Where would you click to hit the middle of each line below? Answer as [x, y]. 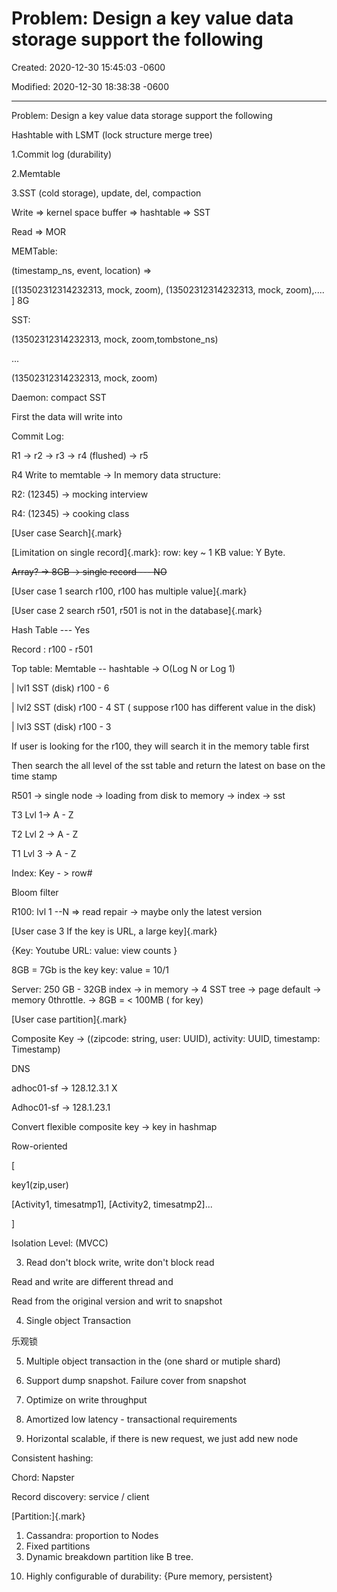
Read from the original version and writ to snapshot [117, 1301]
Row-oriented [39, 1146]
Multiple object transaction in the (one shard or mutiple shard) [153, 1361]
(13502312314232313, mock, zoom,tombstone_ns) [115, 339]
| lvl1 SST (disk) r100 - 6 [60, 688]
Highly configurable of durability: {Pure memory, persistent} [149, 1576]
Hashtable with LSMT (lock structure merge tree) [112, 134]
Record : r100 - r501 [52, 649]
